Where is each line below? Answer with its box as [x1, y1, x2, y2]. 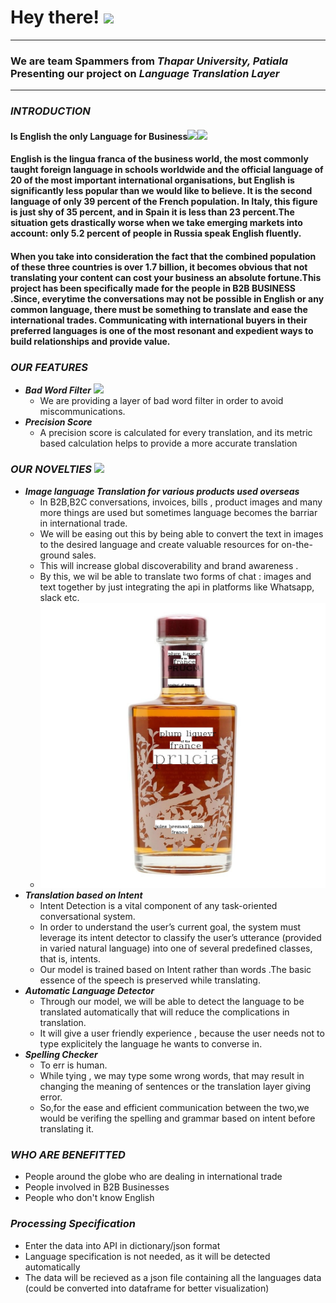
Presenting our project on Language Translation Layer [10, 66, 280, 80]
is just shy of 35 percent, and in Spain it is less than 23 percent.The [10, 206, 295, 218]
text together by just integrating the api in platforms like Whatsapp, [39, 581, 315, 593]
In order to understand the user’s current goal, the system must [39, 921, 302, 933]
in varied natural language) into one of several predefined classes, [39, 942, 313, 954]
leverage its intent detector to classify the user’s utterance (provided [39, 931, 322, 943]
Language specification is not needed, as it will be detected [24, 1250, 271, 1262]
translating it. [39, 1122, 94, 1135]
